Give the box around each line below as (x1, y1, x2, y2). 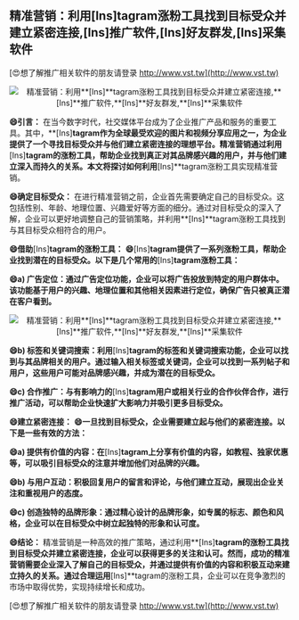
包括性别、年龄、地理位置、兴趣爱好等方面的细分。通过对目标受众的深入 (9, 202, 274, 212)
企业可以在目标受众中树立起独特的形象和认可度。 (24, 517, 205, 528)
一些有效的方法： (24, 427, 87, 438)
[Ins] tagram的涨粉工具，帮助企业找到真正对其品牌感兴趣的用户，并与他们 (9, 150, 279, 161)
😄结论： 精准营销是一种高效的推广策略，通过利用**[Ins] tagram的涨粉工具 (9, 536, 282, 547)
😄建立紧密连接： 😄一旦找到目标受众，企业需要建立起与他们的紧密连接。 (9, 416, 278, 426)
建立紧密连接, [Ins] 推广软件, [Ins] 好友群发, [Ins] (9, 25, 263, 40)
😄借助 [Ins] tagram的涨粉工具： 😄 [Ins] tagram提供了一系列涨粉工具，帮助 (9, 244, 279, 254)
